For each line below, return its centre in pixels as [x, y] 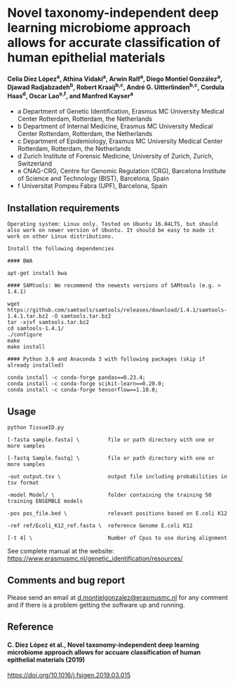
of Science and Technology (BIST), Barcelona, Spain [93, 179]
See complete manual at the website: [61, 551]
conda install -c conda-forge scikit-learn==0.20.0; [86, 384]
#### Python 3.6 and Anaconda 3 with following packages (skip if [106, 359]
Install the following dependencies [61, 249]
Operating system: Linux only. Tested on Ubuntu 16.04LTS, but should [113, 224]
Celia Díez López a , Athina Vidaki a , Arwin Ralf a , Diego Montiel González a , [115, 78]
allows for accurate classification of [114, 43]
